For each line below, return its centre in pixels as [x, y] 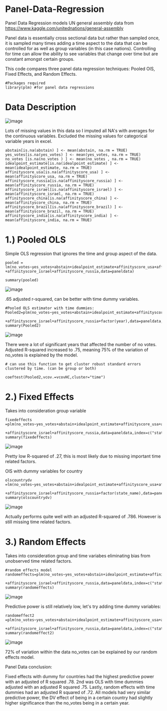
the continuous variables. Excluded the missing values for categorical [76, 136]
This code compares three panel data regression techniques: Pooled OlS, [80, 69]
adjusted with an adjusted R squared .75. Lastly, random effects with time [80, 687]
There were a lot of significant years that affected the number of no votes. [81, 344]
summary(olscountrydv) [29, 497]
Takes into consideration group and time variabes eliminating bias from [78, 556]
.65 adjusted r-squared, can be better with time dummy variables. [72, 299]
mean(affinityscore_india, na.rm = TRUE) [49, 220]
